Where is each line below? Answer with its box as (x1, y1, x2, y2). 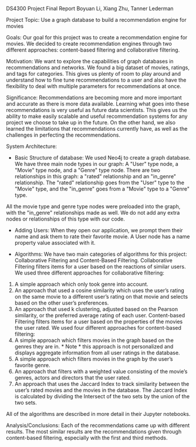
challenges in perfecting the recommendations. (6, 131, 120, 138)
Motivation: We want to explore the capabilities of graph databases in (6, 58, 174, 65)
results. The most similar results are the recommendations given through (6, 428, 182, 435)
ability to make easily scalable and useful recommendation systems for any (6, 113, 188, 120)
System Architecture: (6, 143, 58, 150)
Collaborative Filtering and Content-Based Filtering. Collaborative (14, 257, 173, 263)
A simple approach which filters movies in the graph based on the (14, 337, 174, 344)
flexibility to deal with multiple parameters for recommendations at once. (6, 83, 182, 90)
